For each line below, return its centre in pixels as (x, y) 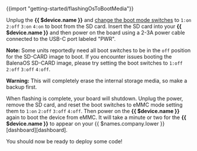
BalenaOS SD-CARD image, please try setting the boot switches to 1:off (94, 63)
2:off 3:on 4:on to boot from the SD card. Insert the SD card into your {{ (94, 26)
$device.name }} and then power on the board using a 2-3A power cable (96, 33)
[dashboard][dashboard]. (37, 130)
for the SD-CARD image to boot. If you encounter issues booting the (89, 57)
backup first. (22, 87)
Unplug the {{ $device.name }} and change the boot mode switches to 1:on (99, 20)
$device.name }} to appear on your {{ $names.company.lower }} (85, 123)
